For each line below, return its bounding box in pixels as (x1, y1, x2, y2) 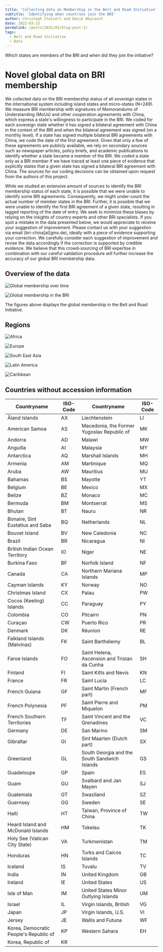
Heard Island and (7, 821, 47, 828)
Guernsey (7, 799, 30, 806)
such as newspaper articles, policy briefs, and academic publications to (5, 147, 148, 154)
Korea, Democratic (7, 925, 50, 932)
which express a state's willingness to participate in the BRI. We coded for (5, 117, 153, 122)
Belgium (7, 484, 26, 491)
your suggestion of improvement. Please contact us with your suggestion (5, 224, 151, 230)
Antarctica (7, 452, 32, 459)
